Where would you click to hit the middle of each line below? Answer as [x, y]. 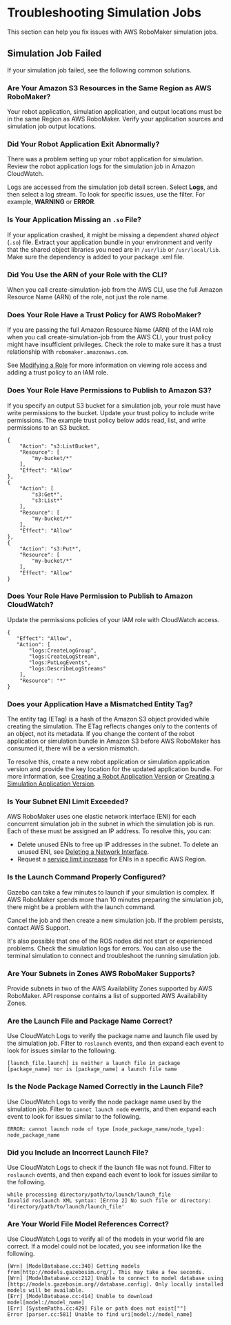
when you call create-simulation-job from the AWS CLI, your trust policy [109, 337]
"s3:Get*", [48, 495]
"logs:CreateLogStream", [64, 657]
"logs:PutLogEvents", [60, 662]
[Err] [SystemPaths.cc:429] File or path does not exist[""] [97, 1308]
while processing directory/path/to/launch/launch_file [89, 1195]
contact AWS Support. [39, 927]
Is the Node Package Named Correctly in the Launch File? [105, 1086]
